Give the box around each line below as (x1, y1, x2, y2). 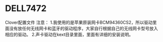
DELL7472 (5, 3, 47, 14)
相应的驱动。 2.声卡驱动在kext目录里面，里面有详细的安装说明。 (5, 31, 133, 37)
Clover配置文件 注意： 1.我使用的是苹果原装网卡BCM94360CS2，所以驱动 (5, 19, 153, 25)
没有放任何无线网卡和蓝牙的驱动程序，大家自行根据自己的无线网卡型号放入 (9, 25, 158, 31)
